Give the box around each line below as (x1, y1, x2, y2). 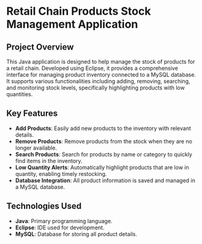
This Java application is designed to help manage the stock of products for (6, 58, 195, 65)
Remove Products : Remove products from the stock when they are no (15, 137, 193, 145)
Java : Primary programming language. (15, 217, 113, 224)
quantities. (6, 91, 33, 97)
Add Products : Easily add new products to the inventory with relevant (15, 124, 191, 132)
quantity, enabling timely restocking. (15, 170, 107, 177)
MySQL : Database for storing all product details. (15, 230, 138, 237)
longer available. (15, 144, 57, 151)
